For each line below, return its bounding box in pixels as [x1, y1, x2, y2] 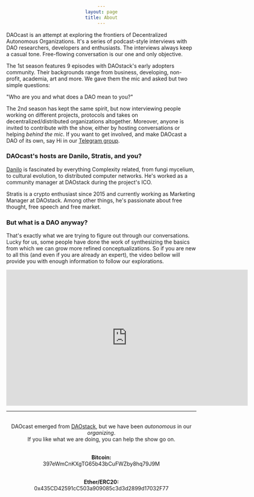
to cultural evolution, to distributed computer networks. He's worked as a [6, 172, 188, 179]
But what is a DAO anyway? [6, 218, 88, 227]
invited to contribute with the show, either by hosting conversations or [6, 124, 180, 131]
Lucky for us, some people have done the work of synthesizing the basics [6, 238, 190, 245]
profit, [6, 75, 22, 82]
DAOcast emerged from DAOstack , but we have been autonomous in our [11, 423, 192, 430]
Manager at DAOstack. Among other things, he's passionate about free [6, 197, 182, 204]
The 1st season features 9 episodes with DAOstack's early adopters [6, 62, 175, 70]
